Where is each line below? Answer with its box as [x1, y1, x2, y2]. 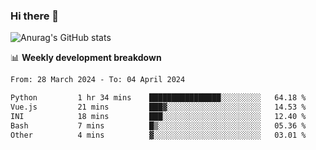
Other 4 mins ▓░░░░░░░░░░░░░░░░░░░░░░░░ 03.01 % [10, 130, 307, 140]
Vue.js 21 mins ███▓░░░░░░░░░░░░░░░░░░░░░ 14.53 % [10, 102, 307, 113]
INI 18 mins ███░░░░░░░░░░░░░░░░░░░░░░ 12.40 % [10, 111, 307, 121]
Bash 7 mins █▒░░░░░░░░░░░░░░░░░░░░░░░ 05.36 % [10, 120, 307, 131]
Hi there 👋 [10, 9, 60, 23]
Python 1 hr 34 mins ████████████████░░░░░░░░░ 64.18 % [10, 93, 307, 103]
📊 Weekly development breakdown [10, 52, 162, 64]
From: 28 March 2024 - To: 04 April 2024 [10, 75, 186, 85]
